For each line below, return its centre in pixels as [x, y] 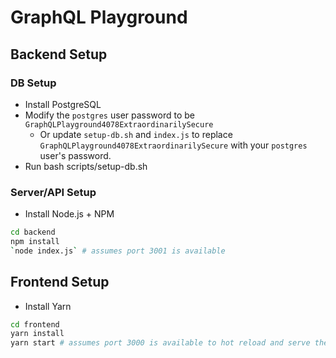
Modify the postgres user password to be [110, 115]
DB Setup [33, 83]
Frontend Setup [60, 282]
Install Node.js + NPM [69, 214]
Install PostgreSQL [63, 104]
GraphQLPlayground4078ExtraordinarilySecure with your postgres [173, 145]
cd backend [33, 232]
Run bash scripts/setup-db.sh [86, 166]
